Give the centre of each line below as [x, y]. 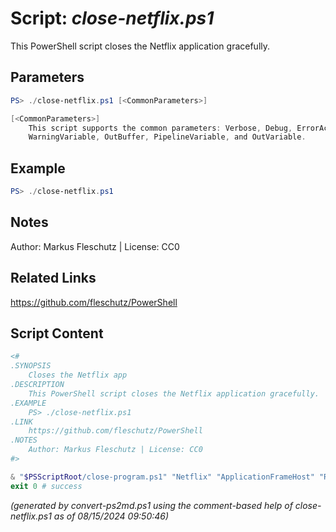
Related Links [53, 278]
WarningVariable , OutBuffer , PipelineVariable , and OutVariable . [167, 137]
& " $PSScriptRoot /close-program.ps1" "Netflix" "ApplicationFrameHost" [162, 477]
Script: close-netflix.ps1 [112, 18]
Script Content [57, 333]
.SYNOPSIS [31, 366]
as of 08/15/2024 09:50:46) [111, 516]
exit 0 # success [46, 486]
